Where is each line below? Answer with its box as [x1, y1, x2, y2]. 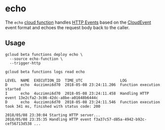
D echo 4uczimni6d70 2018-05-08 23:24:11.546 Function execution [5, 99, 161, 104]
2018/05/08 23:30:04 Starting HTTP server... [5, 112, 100, 118]
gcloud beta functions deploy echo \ [5, 52, 83, 57]
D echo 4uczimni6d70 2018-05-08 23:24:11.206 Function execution [5, 82, 161, 87]
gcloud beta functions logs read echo [5, 69, 85, 74]
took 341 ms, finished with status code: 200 [5, 104, 100, 109]
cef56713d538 [5, 121, 32, 126]
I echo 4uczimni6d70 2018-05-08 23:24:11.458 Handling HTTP [5, 91, 149, 96]
